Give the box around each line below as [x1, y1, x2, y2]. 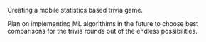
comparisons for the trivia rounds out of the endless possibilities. [7, 27, 197, 35]
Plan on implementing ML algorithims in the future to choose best [7, 20, 199, 27]
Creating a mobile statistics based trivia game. [7, 6, 143, 14]
